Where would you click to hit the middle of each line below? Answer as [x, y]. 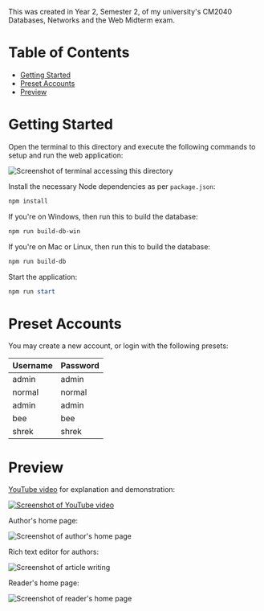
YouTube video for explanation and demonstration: [92, 490]
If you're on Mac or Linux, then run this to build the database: [110, 246]
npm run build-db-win [45, 231]
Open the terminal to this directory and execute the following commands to [132, 146]
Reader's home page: [44, 583]
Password [80, 366]
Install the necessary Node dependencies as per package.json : [112, 186]
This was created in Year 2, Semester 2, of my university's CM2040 [120, 12]
